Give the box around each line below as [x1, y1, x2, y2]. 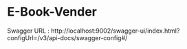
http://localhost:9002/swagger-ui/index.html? [51, 27, 180, 35]
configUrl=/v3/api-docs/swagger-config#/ [7, 33, 128, 42]
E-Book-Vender [7, 4, 98, 20]
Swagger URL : [7, 27, 50, 35]
